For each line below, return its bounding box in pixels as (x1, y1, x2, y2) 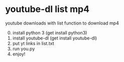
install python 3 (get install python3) (12, 29, 87, 35)
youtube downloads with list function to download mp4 (5, 20, 119, 26)
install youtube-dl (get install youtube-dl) (12, 35, 97, 41)
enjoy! (12, 51, 26, 57)
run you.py (12, 45, 35, 51)
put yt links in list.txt (12, 40, 54, 46)
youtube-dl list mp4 (5, 3, 89, 15)
